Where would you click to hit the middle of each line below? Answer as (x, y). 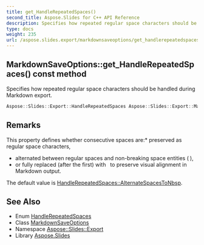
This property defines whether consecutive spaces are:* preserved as (94, 139)
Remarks (24, 125)
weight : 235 (21, 35)
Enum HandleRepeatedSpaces (53, 216)
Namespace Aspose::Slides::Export (59, 229)
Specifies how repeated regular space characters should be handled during (101, 89)
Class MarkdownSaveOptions (52, 223)
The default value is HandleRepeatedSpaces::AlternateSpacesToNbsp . (94, 183)
